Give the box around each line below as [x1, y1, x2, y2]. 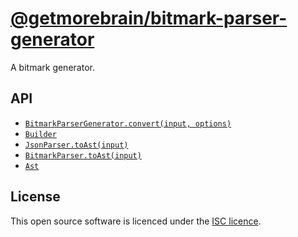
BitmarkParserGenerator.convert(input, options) [24, 118, 232, 129]
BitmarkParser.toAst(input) [24, 150, 142, 161]
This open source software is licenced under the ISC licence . [10, 215, 262, 227]
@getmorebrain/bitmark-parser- [10, 7, 288, 30]
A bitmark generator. [10, 61, 95, 73]
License [10, 188, 61, 206]
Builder [24, 129, 57, 139]
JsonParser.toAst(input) [24, 140, 129, 150]
